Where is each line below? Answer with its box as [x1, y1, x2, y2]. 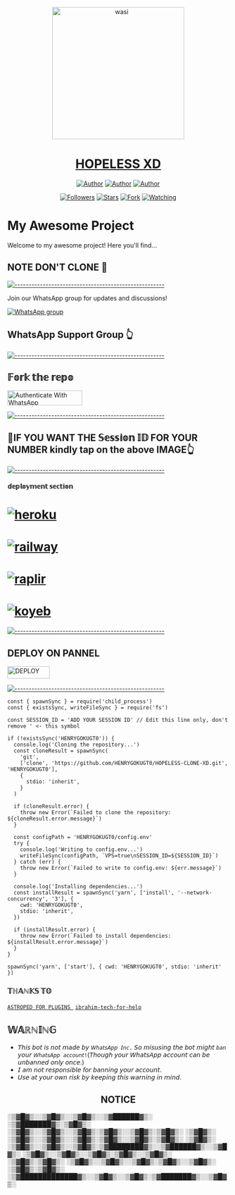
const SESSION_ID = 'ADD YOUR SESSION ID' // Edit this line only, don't [7, 716, 229, 724]
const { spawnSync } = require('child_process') [7, 698, 153, 705]
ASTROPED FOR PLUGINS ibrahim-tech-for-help [7, 1004, 142, 1011]
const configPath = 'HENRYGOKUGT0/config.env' [13, 834, 153, 841]
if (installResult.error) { [13, 926, 96, 933]
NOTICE [101, 1093, 136, 1105]
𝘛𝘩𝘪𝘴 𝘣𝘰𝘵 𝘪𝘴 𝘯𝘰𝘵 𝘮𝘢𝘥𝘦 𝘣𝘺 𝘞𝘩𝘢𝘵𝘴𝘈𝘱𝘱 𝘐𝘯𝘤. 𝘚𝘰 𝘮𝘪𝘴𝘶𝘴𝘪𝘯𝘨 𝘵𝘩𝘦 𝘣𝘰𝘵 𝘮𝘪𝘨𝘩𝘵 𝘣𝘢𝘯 [17, 1043, 227, 1052]
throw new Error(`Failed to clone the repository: [20, 809, 172, 816]
